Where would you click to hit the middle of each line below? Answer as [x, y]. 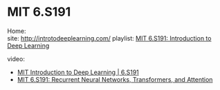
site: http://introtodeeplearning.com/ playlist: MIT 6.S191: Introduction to [109, 38]
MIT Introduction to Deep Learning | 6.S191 [78, 72]
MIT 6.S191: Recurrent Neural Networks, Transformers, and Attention [115, 79]
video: [16, 58]
